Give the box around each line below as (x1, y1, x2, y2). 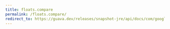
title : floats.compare (5, 7, 53, 12)
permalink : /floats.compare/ (5, 12, 67, 17)
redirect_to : (5, 16, 33, 21)
